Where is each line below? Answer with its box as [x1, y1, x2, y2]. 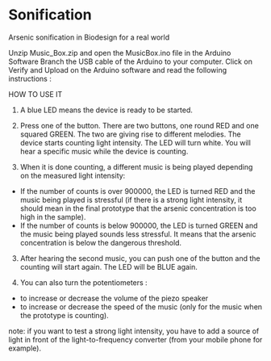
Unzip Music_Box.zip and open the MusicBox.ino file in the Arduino [8, 48, 231, 57]
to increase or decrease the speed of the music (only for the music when [19, 301, 263, 312]
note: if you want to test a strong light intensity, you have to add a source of [8, 325, 260, 336]
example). [8, 343, 42, 353]
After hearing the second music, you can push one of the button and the [19, 253, 261, 263]
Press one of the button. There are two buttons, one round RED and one [19, 120, 260, 130]
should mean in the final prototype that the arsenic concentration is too [19, 204, 256, 213]
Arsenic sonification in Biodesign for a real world [8, 32, 170, 42]
